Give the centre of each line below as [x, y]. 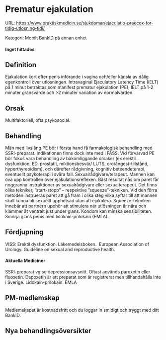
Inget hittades [20, 49]
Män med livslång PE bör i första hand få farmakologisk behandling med [79, 148]
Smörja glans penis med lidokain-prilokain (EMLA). [57, 216]
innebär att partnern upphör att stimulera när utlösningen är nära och [76, 206]
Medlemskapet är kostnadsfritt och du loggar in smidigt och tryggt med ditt [82, 310]
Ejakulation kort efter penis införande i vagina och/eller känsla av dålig [77, 77]
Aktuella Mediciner [25, 261]
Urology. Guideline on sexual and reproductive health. [60, 249]
